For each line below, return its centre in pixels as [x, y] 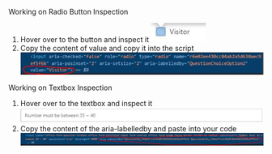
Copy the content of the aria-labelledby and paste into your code [128, 129]
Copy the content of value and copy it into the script [107, 48]
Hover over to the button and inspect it [85, 39]
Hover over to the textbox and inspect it [86, 103]
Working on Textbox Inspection [60, 88]
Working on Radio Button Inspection [68, 12]
